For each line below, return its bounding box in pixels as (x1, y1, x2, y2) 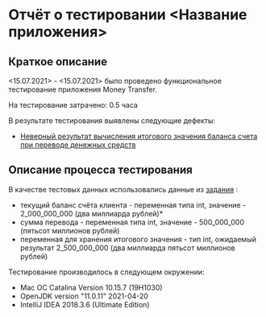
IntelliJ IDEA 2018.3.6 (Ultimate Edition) (19, 299, 150, 309)
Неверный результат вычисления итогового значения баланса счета (19, 131, 258, 141)
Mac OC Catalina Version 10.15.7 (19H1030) (19, 282, 163, 292)
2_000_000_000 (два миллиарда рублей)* (19, 208, 164, 218)
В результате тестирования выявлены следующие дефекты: (8, 116, 216, 126)
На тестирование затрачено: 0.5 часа (8, 101, 139, 109)
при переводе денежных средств (19, 140, 136, 150)
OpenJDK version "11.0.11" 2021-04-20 (19, 291, 149, 301)
